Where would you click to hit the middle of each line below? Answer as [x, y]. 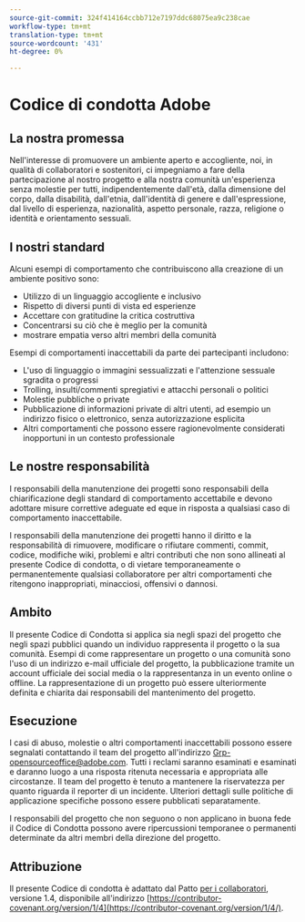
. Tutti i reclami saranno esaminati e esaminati [211, 763]
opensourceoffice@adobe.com [68, 763]
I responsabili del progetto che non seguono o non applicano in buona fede [150, 819]
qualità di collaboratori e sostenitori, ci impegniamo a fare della [127, 170]
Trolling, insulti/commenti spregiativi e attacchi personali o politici [145, 389]
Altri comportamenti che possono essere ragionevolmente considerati [153, 428]
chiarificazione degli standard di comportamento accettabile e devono [141, 498]
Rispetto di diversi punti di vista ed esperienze [109, 305]
